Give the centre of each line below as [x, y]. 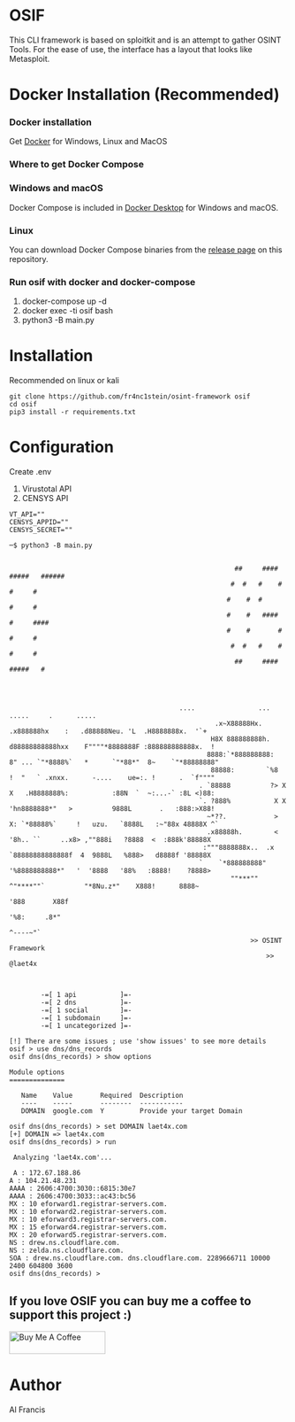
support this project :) [71, 1314]
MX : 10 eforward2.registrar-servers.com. [88, 1212]
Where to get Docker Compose [76, 165]
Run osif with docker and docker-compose [102, 282]
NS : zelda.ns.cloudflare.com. [67, 1251]
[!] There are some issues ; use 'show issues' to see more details [138, 1041]
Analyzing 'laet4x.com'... [63, 1158]
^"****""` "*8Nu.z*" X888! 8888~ [104, 886]
